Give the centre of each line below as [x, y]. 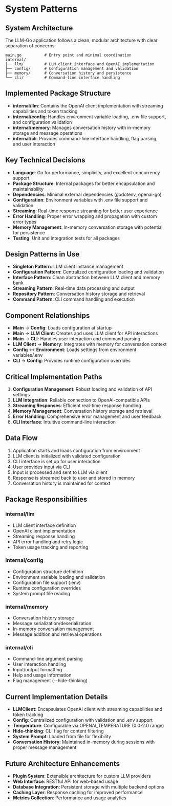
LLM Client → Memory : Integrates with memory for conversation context [90, 344]
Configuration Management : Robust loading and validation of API [82, 389]
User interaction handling [39, 664]
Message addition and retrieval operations [57, 634]
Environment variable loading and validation [59, 577]
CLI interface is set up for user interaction [57, 461]
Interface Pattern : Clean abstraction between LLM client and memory [86, 278]
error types [25, 222]
